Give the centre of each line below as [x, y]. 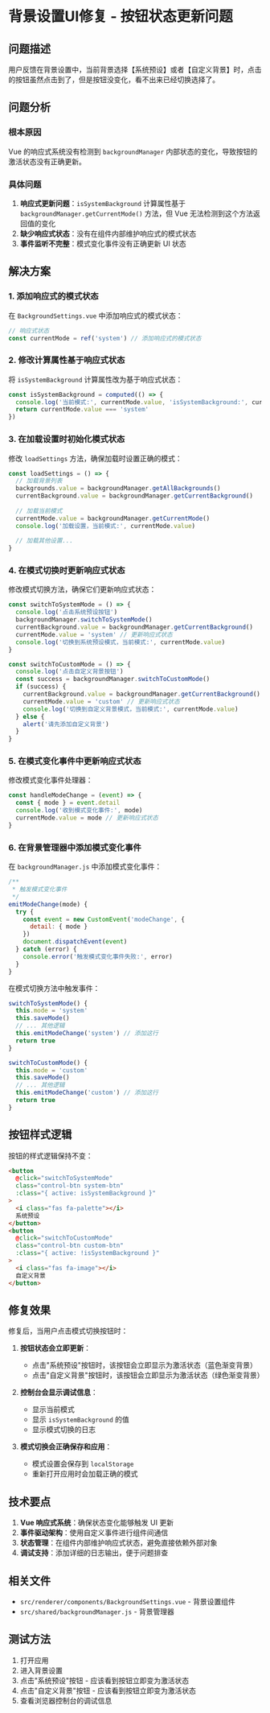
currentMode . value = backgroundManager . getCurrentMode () [113, 518]
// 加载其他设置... [45, 541]
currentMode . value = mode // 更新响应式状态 [87, 818]
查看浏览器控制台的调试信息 [66, 1700]
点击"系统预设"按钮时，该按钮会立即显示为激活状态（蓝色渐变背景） [144, 1365]
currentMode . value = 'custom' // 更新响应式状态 [102, 701]
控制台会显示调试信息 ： [59, 1393]
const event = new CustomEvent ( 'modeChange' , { [104, 919]
